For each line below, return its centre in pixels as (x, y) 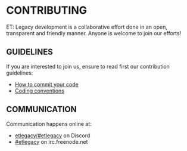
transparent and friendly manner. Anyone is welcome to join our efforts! (94, 33)
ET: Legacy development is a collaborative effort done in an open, (87, 27)
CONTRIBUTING (47, 10)
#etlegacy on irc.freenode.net (51, 141)
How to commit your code (46, 84)
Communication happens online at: (49, 124)
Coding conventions (39, 91)
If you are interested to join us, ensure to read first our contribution (88, 66)
